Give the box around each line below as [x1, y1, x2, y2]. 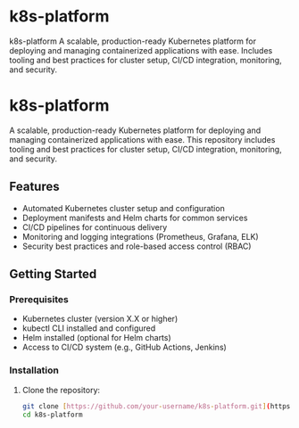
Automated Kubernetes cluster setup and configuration [21, 202, 225, 213]
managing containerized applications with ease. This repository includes [9, 134, 276, 144]
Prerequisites [9, 293, 69, 305]
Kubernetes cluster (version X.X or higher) [21, 314, 179, 325]
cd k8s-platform [21, 410, 83, 419]
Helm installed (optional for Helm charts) [21, 333, 171, 343]
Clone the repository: [21, 384, 101, 395]
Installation [9, 364, 60, 376]
